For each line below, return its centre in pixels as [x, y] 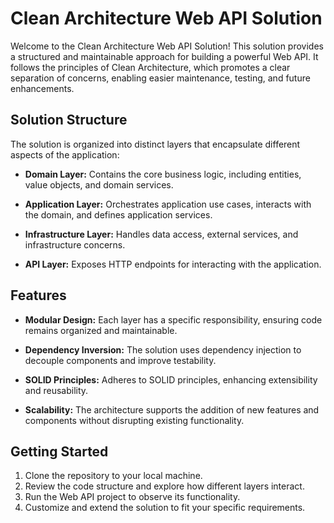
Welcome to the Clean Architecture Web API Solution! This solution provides [167, 46]
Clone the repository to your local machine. [113, 476]
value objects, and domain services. [99, 184]
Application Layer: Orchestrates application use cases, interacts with [168, 204]
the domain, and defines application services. [118, 214]
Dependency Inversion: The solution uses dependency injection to [163, 349]
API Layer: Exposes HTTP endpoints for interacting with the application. [173, 264]
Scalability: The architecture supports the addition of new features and [172, 409]
